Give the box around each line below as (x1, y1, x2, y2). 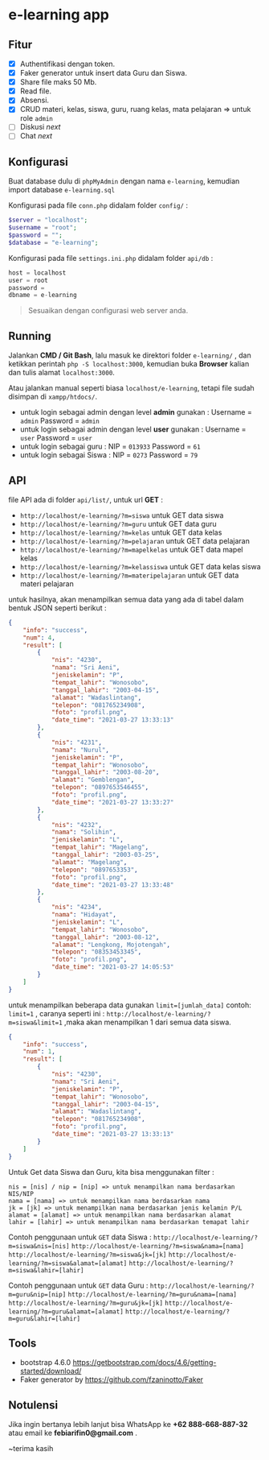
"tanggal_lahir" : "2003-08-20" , (51, 768, 160, 776)
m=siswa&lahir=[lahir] (8, 1266, 84, 1274)
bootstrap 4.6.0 (19, 1358, 71, 1367)
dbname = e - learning (8, 292, 78, 300)
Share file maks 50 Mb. (19, 77, 97, 87)
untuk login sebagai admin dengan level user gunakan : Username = (19, 424, 247, 434)
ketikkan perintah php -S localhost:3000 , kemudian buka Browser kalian (8, 359, 250, 369)
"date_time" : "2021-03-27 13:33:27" (51, 798, 174, 806)
